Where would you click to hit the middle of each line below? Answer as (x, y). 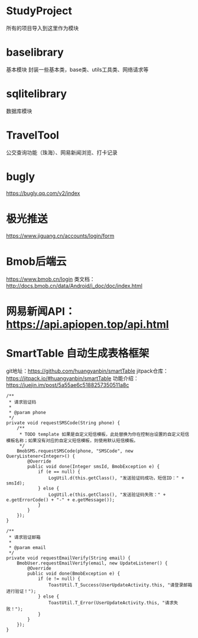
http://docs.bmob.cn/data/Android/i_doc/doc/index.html (74, 286)
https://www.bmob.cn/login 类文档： (51, 279)
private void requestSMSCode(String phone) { (63, 423)
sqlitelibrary (36, 94)
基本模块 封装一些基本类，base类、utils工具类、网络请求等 (77, 69)
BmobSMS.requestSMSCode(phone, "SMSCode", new (75, 451)
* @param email (27, 547)
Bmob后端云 (36, 261)
